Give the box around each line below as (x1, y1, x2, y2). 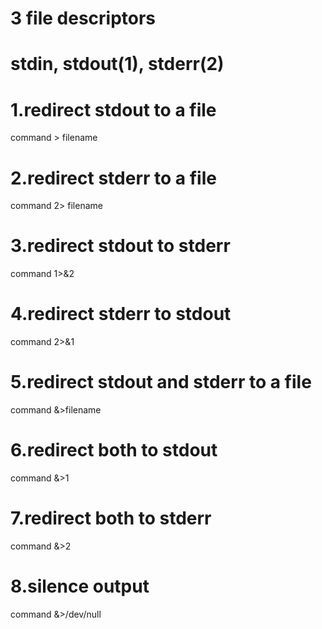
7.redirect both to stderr (10, 507, 212, 530)
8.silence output (10, 575, 150, 598)
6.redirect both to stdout (10, 439, 218, 462)
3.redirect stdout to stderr (10, 235, 231, 257)
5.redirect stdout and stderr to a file (10, 371, 312, 394)
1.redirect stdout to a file (10, 98, 217, 121)
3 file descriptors (10, 7, 157, 30)
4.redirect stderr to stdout (10, 303, 232, 326)
